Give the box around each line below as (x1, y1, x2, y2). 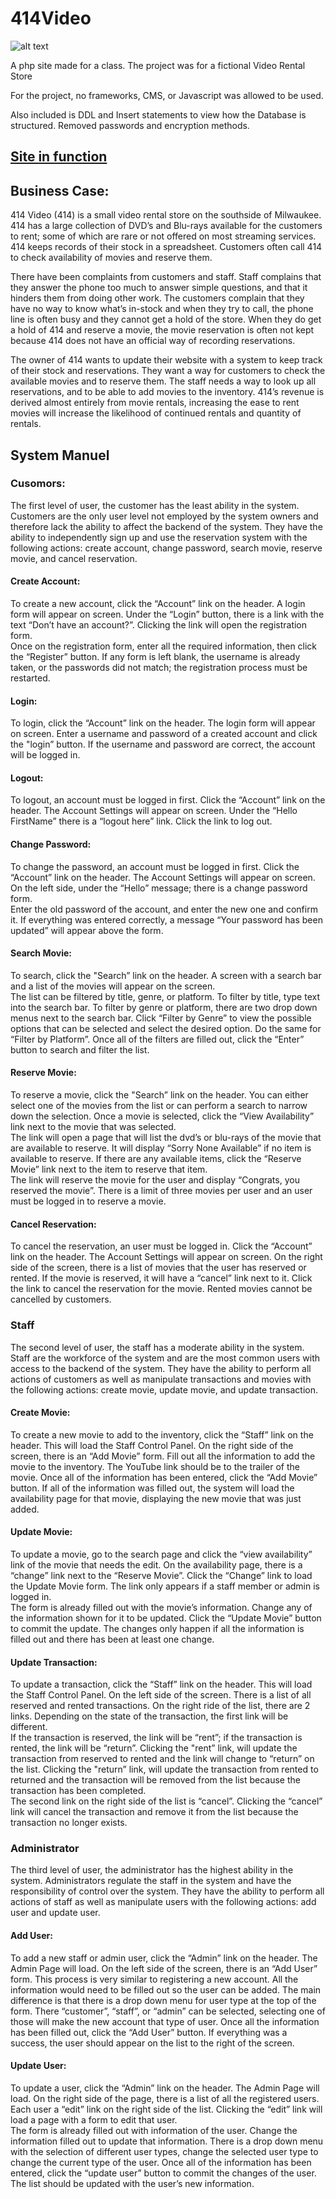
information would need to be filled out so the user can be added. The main (10, 1983, 322, 1996)
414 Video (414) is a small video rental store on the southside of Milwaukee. (10, 209, 322, 221)
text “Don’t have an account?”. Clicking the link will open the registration (10, 619, 308, 631)
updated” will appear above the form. (10, 924, 164, 936)
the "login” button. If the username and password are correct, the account (10, 738, 316, 751)
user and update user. (10, 1907, 101, 1919)
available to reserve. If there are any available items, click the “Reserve (10, 1153, 302, 1165)
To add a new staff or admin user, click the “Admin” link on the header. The (10, 1952, 318, 1964)
